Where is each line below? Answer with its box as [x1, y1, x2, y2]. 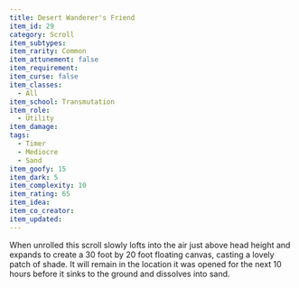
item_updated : [9, 214, 63, 224]
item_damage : [9, 123, 59, 132]
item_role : [9, 106, 51, 115]
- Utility [17, 114, 54, 123]
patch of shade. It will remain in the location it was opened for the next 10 [9, 258, 282, 269]
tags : [9, 131, 30, 140]
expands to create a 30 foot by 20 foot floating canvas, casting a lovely [9, 249, 275, 260]
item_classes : [9, 80, 63, 89]
